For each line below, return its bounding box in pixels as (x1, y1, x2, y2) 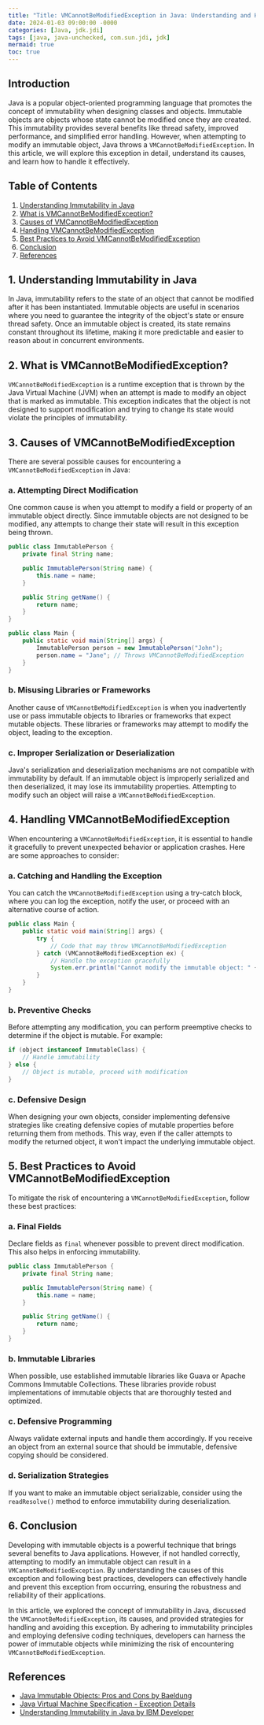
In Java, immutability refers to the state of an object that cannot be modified (8, 294, 255, 304)
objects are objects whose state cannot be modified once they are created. (8, 115, 251, 124)
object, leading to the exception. (8, 727, 112, 737)
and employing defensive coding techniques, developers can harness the (8, 1631, 246, 1640)
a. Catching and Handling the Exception (8, 870, 163, 881)
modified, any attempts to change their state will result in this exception (8, 519, 240, 529)
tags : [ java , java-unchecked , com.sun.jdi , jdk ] (8, 33, 170, 42)
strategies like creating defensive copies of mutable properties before (8, 1120, 234, 1129)
